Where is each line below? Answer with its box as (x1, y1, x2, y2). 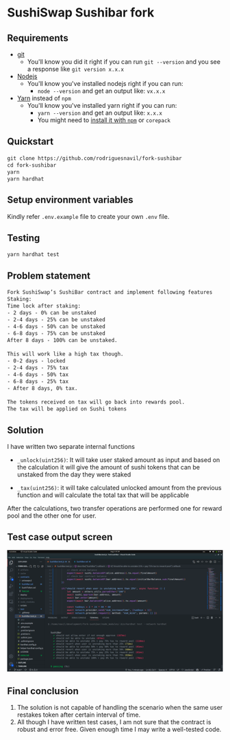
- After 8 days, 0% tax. (7, 385, 78, 392)
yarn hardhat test (7, 251, 60, 258)
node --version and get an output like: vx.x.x (37, 87, 166, 95)
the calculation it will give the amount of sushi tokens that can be (16, 463, 201, 472)
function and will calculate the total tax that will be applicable (16, 491, 190, 499)
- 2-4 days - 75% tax (7, 365, 69, 371)
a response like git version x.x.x (27, 65, 125, 73)
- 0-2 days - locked (7, 358, 66, 365)
